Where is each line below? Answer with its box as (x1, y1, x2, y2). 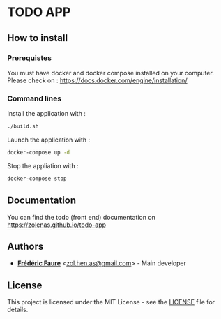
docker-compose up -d (7, 149, 70, 156)
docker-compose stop (7, 175, 68, 182)
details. (7, 305, 29, 314)
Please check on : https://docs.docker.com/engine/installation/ (7, 76, 188, 84)
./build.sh (7, 123, 39, 130)
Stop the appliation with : (7, 161, 79, 170)
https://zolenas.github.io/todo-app (7, 221, 107, 229)
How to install (7, 32, 68, 44)
